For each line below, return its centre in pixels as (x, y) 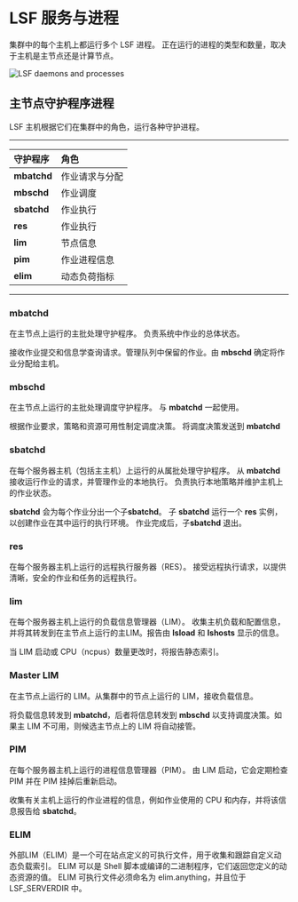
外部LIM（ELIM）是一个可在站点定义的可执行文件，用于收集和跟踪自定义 (142, 855)
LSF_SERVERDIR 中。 (48, 889)
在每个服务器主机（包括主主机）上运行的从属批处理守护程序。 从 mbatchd (145, 470)
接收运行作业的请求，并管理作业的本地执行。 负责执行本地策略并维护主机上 (146, 482)
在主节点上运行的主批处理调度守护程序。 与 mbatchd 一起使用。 (126, 407)
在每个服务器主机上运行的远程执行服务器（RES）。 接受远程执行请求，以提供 (148, 566)
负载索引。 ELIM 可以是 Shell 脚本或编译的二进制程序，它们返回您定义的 (148, 866)
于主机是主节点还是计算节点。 (63, 55)
